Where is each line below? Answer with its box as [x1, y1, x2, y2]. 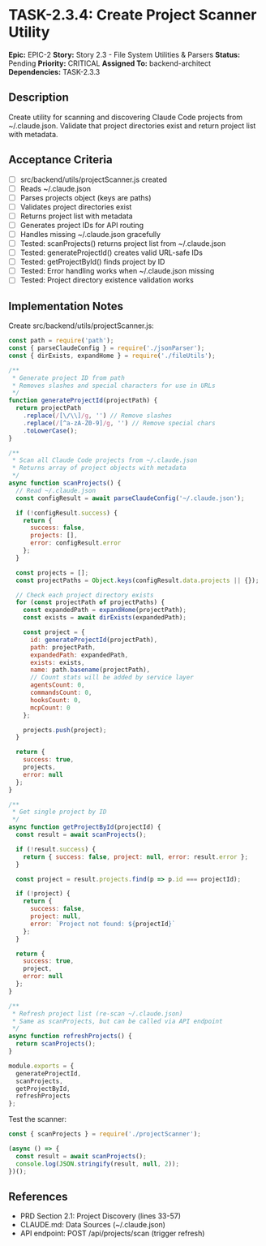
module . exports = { [8, 1062, 75, 1070]
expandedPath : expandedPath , [29, 651, 129, 659]
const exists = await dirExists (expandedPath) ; [23, 614, 187, 622]
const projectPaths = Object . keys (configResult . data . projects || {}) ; [15, 576, 260, 584]
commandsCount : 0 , [29, 688, 92, 696]
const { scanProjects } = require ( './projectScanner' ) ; [8, 1130, 201, 1138]
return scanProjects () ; [15, 1040, 96, 1048]
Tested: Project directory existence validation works [19, 275, 195, 285]
